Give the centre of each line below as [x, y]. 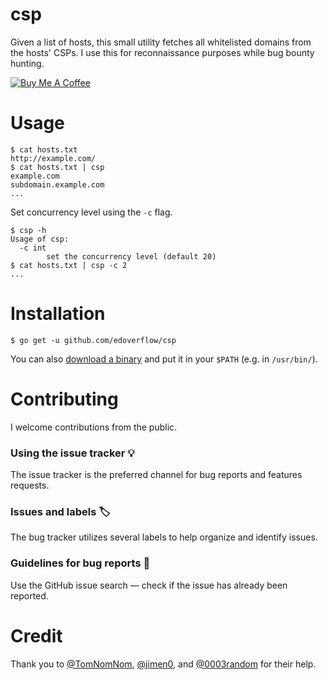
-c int [33, 248]
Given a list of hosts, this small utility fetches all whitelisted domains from [161, 42]
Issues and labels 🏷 [60, 511]
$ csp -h [28, 230]
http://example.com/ [53, 158]
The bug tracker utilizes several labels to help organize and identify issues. [164, 537]
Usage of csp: [40, 239]
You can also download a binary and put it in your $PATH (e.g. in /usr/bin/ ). [164, 359]
